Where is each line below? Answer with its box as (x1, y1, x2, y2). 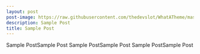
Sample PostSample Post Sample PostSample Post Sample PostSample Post (6, 42, 193, 49)
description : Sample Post (6, 20, 70, 26)
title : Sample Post (6, 25, 55, 31)
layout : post (6, 8, 39, 15)
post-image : (6, 14, 36, 20)
